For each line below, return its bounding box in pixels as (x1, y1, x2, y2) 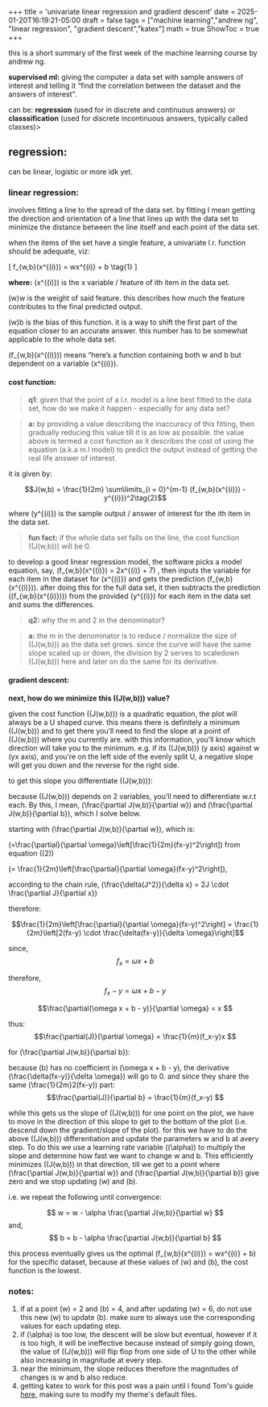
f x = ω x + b (116, 956, 155, 967)
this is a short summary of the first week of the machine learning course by (8, 48, 258, 57)
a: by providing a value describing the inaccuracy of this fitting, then (27, 419, 255, 429)
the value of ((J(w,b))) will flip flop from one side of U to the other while (19, 1347, 257, 1356)
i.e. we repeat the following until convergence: (8, 1192, 163, 1202)
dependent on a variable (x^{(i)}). (8, 358, 119, 369)
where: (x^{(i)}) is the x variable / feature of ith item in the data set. (8, 278, 231, 288)
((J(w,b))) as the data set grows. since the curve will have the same (27, 639, 252, 649)
